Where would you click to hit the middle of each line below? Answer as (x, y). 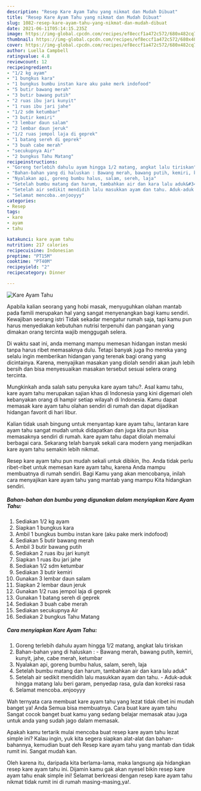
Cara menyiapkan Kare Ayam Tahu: (52, 630)
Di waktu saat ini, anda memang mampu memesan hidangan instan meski (97, 343)
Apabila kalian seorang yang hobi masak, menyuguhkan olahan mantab (94, 306)
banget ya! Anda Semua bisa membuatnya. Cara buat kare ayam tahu (92, 708)
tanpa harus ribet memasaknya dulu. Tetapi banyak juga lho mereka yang (97, 350)
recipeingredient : (30, 67)
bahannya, (20, 744)
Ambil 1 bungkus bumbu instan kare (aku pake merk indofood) (92, 534)
